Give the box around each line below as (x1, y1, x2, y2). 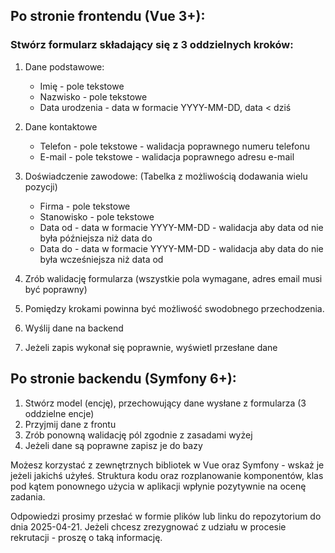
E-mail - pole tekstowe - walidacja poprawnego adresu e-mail (39, 150, 295, 163)
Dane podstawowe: (24, 60, 105, 73)
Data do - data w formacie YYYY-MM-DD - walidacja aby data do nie (39, 242, 324, 254)
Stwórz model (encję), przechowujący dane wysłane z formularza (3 (24, 397, 307, 409)
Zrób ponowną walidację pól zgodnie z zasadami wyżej (24, 429, 253, 441)
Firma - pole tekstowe (39, 200, 131, 212)
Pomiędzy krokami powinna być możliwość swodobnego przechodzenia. (24, 302, 325, 314)
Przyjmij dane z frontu (24, 418, 117, 430)
